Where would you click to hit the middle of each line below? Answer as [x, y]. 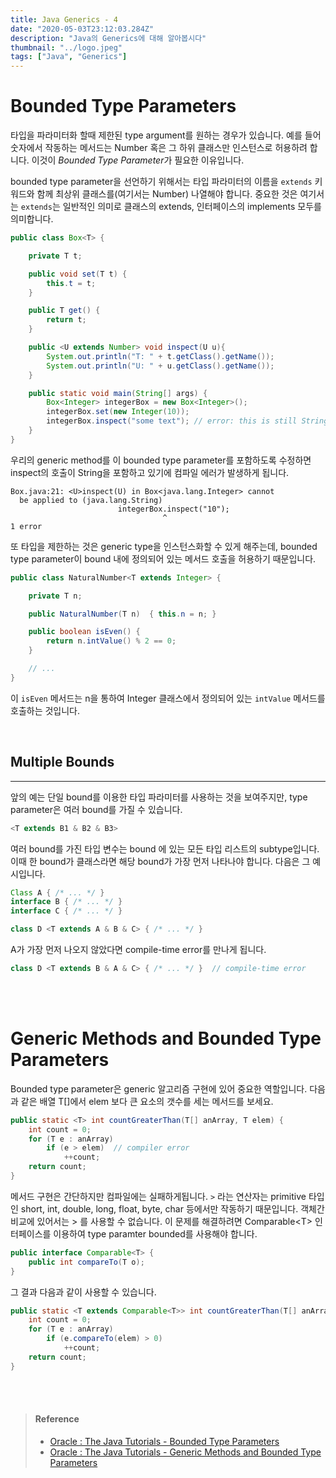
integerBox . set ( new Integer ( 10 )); [118, 412]
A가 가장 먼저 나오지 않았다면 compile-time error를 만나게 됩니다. [138, 949]
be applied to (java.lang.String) [91, 500]
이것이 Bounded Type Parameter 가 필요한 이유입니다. [138, 160]
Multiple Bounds [62, 762]
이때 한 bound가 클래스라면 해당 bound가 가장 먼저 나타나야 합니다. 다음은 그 [160, 861]
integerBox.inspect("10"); [173, 509]
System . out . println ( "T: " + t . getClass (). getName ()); [160, 356]
